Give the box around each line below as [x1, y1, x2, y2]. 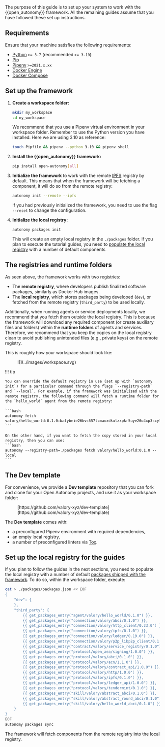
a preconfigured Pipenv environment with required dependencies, [12, 528, 146, 534]
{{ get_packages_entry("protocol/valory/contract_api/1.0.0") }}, [23, 665, 162, 670]
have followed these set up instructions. [5, 15, 86, 20]
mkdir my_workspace [12, 110, 53, 115]
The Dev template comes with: [5, 519, 68, 525]
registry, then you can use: [5, 438, 65, 443]
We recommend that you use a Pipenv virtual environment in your [12, 124, 145, 130]
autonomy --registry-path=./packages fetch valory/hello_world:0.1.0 [5, 448, 151, 453]
